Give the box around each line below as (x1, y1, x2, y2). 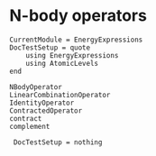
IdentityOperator (9, 98, 75, 107)
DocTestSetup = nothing (13, 137, 103, 147)
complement (9, 122, 50, 131)
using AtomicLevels (25, 59, 99, 68)
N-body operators (9, 5, 147, 26)
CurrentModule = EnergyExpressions (9, 35, 143, 44)
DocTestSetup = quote (9, 42, 91, 52)
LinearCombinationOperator (9, 90, 111, 99)
